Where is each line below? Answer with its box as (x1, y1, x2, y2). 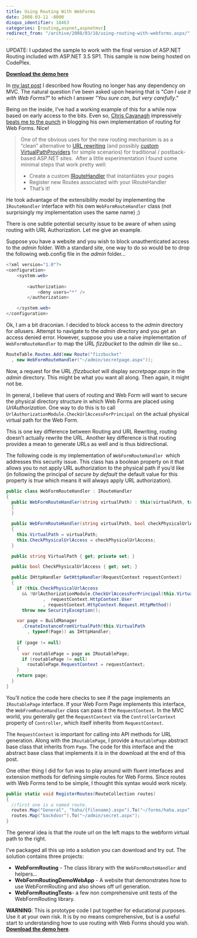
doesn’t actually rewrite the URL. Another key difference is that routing (6, 434, 176, 441)
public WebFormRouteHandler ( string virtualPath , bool (11, 521, 145, 527)
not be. (6, 380, 23, 387)
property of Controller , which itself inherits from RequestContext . (6, 719, 164, 726)
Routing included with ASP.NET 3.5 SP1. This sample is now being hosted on (6, 53, 191, 60)
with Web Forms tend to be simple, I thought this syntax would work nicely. (6, 779, 188, 786)
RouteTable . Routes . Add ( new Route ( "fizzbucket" (6, 351, 122, 357)
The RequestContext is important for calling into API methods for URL (6, 730, 172, 737)
